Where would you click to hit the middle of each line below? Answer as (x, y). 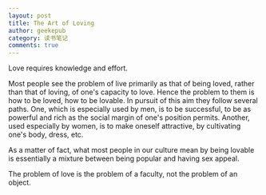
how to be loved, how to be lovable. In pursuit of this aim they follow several (133, 101)
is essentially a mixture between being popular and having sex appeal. (124, 159)
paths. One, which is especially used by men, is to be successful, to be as (130, 109)
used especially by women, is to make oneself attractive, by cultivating (125, 126)
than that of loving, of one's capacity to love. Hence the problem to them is (131, 92)
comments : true (34, 46)
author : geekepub (37, 30)
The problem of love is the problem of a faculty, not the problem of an (123, 174)
